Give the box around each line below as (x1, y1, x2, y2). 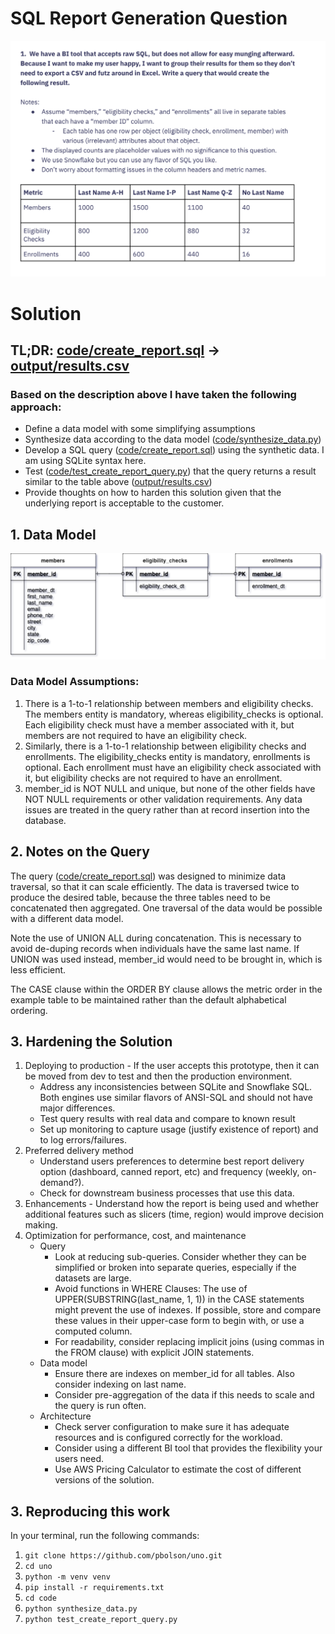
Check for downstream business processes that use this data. (39, 1187, 295, 1199)
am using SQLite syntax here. (24, 455, 147, 467)
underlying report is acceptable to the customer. (24, 497, 225, 509)
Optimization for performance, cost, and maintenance (24, 1230, 247, 1242)
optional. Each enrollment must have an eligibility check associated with (24, 761, 322, 773)
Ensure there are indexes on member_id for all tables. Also (54, 1368, 295, 1380)
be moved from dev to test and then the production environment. (24, 1070, 293, 1082)
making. (24, 1219, 58, 1231)
